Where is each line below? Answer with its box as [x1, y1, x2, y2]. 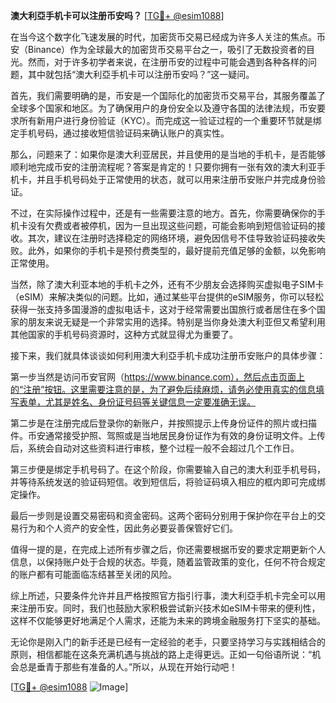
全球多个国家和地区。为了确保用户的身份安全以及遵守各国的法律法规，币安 [10, 102, 317, 114]
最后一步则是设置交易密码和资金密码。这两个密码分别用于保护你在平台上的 [10, 510, 317, 521]
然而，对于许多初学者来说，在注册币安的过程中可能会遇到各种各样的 [27, 56, 308, 68]
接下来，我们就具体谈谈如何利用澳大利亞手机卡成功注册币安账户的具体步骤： [10, 350, 326, 361]
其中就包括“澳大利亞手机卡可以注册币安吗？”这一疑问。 [27, 69, 255, 80]
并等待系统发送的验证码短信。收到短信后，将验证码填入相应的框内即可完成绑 [10, 476, 326, 488]
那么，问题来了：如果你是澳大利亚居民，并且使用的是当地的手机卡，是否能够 [10, 149, 326, 160]
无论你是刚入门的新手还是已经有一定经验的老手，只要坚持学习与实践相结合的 [10, 636, 326, 648]
